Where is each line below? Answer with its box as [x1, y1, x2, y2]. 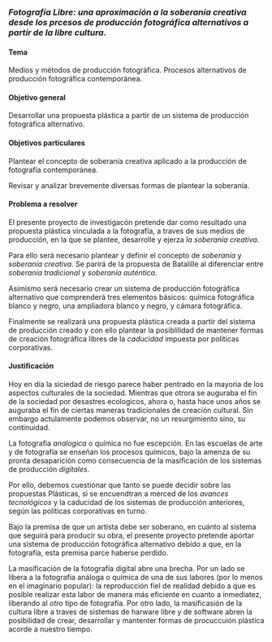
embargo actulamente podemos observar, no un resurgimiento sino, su [8, 414, 246, 424]
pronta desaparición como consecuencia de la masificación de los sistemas [8, 455, 262, 465]
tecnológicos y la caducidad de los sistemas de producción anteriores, [8, 497, 245, 507]
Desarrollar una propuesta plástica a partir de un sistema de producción [8, 111, 249, 121]
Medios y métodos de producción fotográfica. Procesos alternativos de [8, 65, 247, 75]
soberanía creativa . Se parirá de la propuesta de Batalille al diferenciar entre [8, 259, 264, 269]
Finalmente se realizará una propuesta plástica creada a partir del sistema [8, 316, 256, 326]
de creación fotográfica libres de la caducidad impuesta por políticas [8, 333, 240, 344]
